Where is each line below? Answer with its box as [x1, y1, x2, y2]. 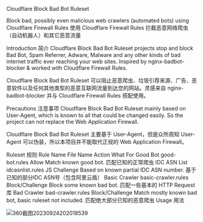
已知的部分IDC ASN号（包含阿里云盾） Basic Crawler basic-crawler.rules [6, 174, 189, 181]
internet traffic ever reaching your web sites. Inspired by [6, 58, 147, 65]
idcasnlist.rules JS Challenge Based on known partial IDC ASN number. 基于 [6, 166, 196, 173]
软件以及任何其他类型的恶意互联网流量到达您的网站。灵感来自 [11, 84, 166, 92]
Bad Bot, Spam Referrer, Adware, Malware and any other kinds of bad [6, 52, 181, 58]
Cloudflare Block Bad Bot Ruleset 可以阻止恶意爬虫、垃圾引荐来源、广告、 [6, 77, 192, 84]
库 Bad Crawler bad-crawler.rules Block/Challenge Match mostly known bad [6, 189, 198, 196]
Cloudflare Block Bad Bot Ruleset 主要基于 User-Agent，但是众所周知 [6, 130, 180, 138]
